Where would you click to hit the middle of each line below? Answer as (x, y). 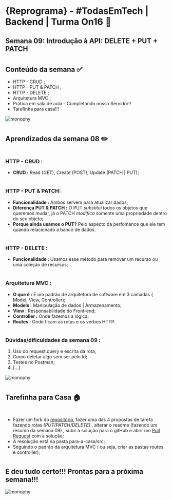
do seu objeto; (28, 219)
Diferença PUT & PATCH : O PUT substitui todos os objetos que (80, 207)
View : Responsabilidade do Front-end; (54, 311)
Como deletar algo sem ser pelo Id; (50, 357)
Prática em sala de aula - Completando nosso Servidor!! (72, 104)
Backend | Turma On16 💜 (58, 22)
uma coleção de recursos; (40, 265)
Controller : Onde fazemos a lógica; (51, 316)
